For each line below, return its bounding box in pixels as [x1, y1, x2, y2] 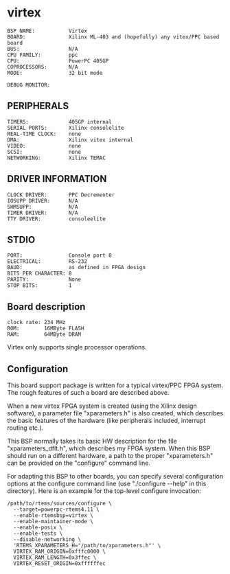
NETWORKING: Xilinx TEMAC [7, 154, 106, 161]
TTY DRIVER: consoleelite [7, 215, 106, 222]
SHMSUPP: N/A [7, 203, 78, 210]
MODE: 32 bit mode [7, 69, 103, 76]
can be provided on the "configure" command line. [7, 459, 151, 467]
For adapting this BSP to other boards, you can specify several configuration [7, 472, 224, 480]
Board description [7, 301, 86, 312]
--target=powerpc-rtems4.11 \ [13, 506, 100, 513]
